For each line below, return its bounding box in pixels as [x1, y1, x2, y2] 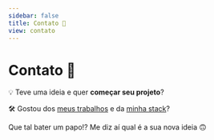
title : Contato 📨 [8, 19, 67, 27]
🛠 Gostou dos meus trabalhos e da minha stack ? [8, 104, 171, 114]
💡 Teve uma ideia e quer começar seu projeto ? [8, 87, 164, 97]
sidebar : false [8, 11, 59, 20]
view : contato [8, 26, 56, 34]
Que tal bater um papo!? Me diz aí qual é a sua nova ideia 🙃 [8, 122, 207, 132]
